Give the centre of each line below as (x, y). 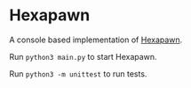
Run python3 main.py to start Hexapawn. (83, 56)
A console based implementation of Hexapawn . (96, 40)
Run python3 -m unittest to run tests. (78, 73)
